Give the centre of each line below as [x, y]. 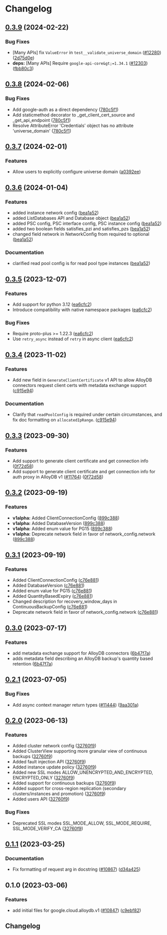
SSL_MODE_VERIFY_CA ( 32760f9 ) [48, 828]
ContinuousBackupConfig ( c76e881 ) [50, 607]
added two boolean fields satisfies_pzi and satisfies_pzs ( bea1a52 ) [81, 228]
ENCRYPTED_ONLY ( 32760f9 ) [44, 778]
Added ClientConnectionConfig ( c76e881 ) [56, 580]
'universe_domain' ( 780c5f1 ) [42, 130]
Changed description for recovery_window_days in [65, 602]
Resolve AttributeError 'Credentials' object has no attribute [73, 125]
